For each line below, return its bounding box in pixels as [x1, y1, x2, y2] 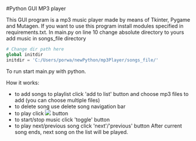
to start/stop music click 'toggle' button [14, 116, 110, 123]
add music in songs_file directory [6, 35, 86, 42]
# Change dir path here [6, 46, 65, 52]
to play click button [14, 109, 69, 116]
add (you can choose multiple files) [14, 97, 100, 104]
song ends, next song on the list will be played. [14, 128, 129, 135]
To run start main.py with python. [6, 67, 86, 75]
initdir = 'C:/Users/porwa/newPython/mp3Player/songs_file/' [6, 57, 159, 63]
